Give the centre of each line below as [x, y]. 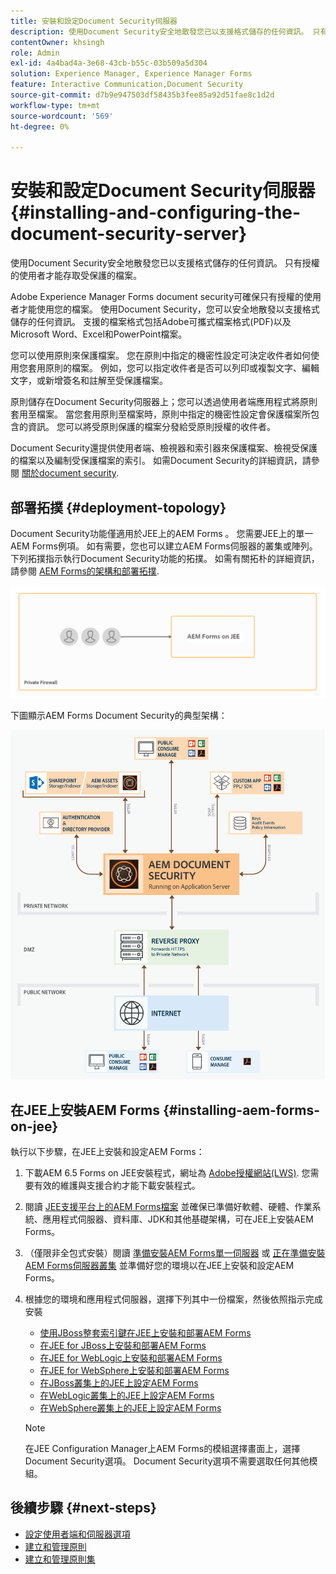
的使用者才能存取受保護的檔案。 [76, 276]
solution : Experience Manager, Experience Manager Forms [131, 74]
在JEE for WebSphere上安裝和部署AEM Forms [134, 1371]
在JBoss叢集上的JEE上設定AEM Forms [119, 1383]
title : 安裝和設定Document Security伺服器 [94, 21]
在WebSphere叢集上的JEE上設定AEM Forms [130, 1408]
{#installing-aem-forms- [241, 1110]
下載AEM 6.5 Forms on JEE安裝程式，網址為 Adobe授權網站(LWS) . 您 [167, 1173]
